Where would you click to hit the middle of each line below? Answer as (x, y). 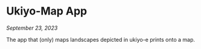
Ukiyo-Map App (47, 11)
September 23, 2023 (32, 28)
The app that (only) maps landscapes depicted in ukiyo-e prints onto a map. (101, 39)
